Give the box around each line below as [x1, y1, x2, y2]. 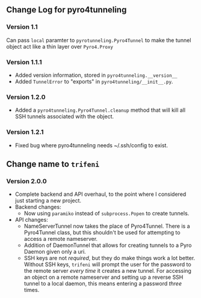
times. [23, 287, 40, 294]
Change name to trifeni [6, 159, 100, 169]
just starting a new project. [14, 197, 82, 204]
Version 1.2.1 [6, 128, 44, 136]
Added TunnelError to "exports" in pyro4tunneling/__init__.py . [14, 78, 173, 85]
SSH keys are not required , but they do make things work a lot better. [23, 255, 196, 262]
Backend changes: [14, 204, 61, 211]
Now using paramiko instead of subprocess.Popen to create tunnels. [23, 210, 190, 217]
